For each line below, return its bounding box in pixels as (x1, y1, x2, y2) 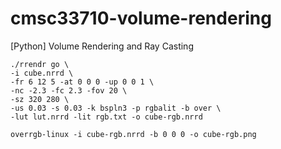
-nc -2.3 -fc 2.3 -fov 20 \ (10, 85, 128, 96)
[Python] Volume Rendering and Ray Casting (10, 40, 194, 52)
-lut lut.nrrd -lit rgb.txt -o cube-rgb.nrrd (10, 112, 203, 122)
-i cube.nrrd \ (10, 68, 74, 78)
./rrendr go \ (10, 59, 70, 69)
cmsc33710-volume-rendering (10, 7, 272, 30)
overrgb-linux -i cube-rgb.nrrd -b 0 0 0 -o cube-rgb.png (10, 129, 257, 139)
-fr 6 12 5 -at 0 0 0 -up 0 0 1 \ (10, 77, 155, 87)
